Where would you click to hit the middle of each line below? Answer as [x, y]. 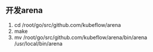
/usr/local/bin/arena [38, 43]
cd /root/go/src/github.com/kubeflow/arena [67, 25]
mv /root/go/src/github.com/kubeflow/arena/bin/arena [81, 37]
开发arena [24, 11]
